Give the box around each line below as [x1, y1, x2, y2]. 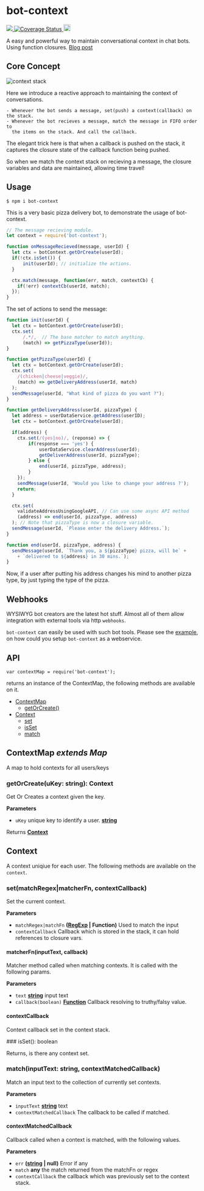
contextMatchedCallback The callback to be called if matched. [15, 1108, 170, 1115]
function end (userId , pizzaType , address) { [6, 542, 121, 548]
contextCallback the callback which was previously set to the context [15, 1173, 190, 1180]
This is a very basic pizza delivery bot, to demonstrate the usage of [6, 208, 175, 216]
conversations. [6, 96, 44, 103]
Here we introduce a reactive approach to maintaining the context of [6, 89, 178, 96]
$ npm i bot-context [6, 198, 59, 204]
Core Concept [6, 62, 61, 72]
